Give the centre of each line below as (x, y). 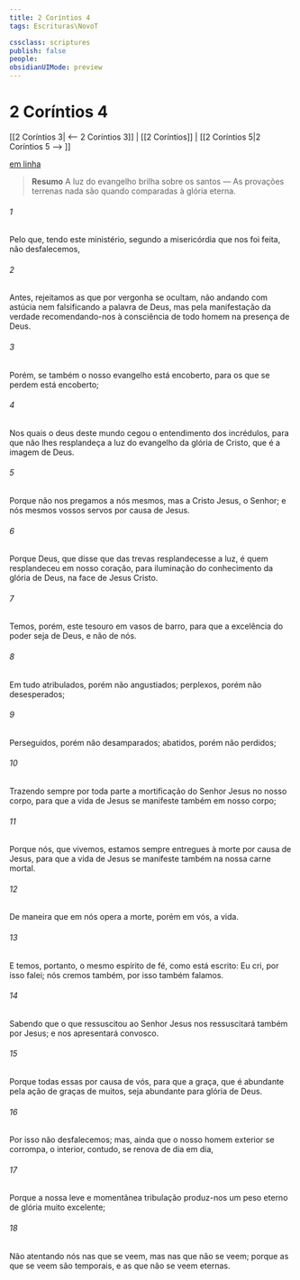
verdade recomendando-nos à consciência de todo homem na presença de (150, 317)
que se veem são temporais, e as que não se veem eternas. (120, 1266)
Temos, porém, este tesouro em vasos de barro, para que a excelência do (146, 626)
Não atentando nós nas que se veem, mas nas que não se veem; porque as (149, 1256)
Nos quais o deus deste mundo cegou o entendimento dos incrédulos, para (150, 432)
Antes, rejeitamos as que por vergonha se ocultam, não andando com (139, 297)
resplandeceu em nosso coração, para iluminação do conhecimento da (141, 568)
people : (24, 59)
